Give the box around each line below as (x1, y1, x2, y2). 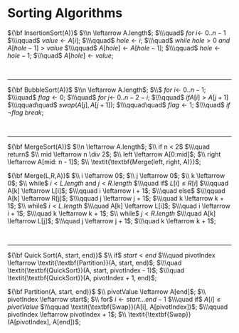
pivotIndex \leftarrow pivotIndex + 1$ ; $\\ (7, 310, 127, 318)
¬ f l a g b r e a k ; (7, 108, 44, 117)
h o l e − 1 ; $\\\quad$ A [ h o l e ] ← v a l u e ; (7, 51, 114, 60)
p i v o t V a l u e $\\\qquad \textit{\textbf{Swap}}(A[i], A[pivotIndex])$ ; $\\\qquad (7, 302, 228, 311)
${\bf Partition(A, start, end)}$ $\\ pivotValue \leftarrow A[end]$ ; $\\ (7, 287, 206, 296)
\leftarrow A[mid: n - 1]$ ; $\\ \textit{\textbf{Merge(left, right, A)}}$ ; (7, 157, 201, 166)
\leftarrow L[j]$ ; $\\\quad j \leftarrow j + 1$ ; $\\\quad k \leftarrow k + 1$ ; (7, 216, 216, 225)
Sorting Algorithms (7, 5, 123, 21)
